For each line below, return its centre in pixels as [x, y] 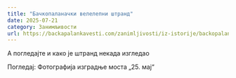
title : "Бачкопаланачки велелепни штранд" [70, 14]
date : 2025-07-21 [33, 20]
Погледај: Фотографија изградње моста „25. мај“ [81, 67]
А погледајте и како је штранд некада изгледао [78, 53]
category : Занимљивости [42, 27]
